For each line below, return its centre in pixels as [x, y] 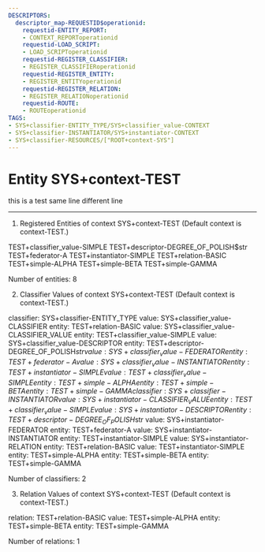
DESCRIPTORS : [30, 15]
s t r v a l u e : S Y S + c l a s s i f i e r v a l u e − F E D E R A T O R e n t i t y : [162, 353]
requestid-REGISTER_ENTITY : [68, 74]
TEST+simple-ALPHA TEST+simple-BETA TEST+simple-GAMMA [113, 264]
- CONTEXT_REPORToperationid [70, 37]
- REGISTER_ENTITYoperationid [72, 81]
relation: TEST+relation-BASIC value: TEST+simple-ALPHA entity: [114, 518]
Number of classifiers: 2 [47, 479]
